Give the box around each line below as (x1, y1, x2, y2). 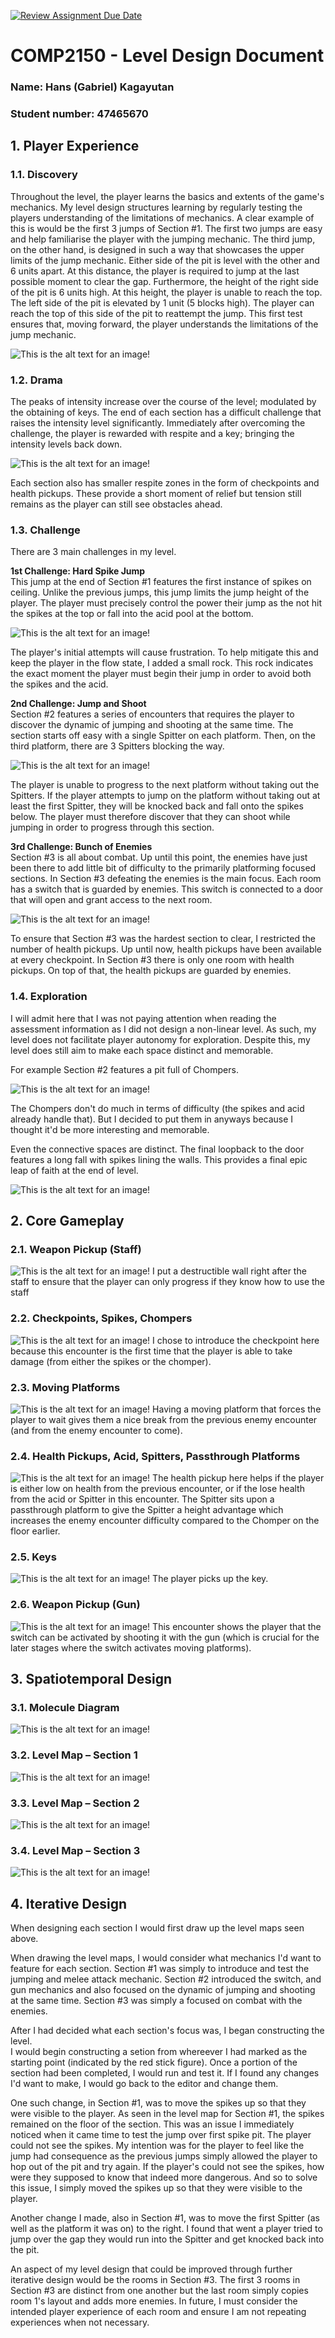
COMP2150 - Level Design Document (10, 45, 325, 67)
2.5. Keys (10, 1550, 57, 1564)
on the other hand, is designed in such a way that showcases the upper (10, 243, 305, 255)
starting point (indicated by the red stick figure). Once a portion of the (10, 2056, 298, 2069)
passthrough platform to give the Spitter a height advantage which (10, 1504, 284, 1516)
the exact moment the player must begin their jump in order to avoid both (10, 668, 312, 680)
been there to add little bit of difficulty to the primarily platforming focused (10, 862, 317, 874)
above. (10, 1933, 39, 1945)
